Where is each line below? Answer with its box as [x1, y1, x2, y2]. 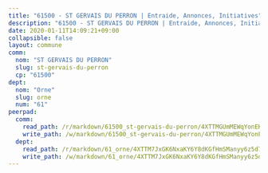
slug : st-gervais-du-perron [15, 64, 109, 72]
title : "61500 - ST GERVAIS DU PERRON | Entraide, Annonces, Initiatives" [8, 11, 262, 20]
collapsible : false [8, 33, 73, 42]
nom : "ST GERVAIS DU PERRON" [15, 57, 112, 65]
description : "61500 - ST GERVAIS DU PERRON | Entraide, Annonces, [8, 19, 238, 27]
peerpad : [8, 108, 37, 116]
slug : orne [15, 93, 52, 101]
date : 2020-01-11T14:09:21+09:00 [8, 26, 120, 34]
